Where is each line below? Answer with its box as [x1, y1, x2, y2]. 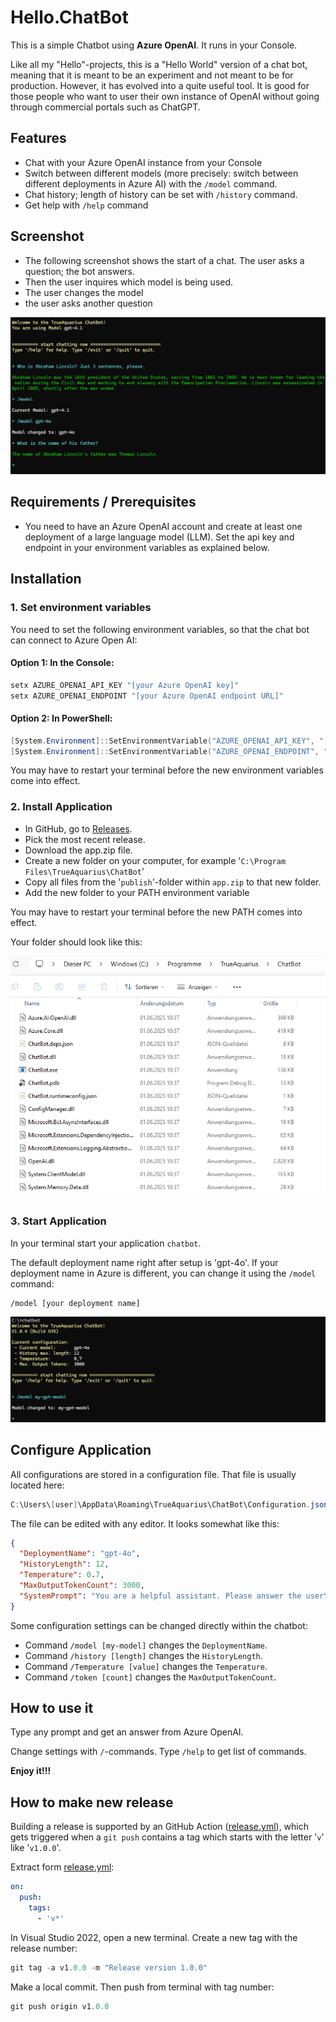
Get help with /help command [24, 199, 149, 211]
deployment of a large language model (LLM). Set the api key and [24, 531, 295, 543]
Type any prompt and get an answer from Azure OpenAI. [10, 1726, 244, 1738]
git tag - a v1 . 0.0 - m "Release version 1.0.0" [10, 1962, 208, 1973]
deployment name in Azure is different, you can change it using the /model [10, 1267, 317, 1279]
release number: [10, 1942, 78, 1954]
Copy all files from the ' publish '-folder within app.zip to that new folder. [24, 876, 322, 888]
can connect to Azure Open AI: [10, 634, 138, 646]
